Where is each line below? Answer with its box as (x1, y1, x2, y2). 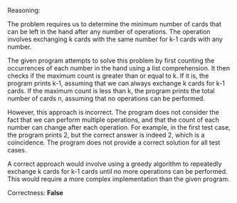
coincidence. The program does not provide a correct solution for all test (7, 138, 221, 147)
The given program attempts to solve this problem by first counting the (7, 56, 215, 65)
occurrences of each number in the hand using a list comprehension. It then (7, 64, 230, 72)
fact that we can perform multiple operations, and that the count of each (7, 115, 219, 124)
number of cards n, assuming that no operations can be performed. (7, 94, 205, 103)
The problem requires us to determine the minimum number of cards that (7, 20, 222, 28)
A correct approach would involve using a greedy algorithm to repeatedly (7, 160, 222, 168)
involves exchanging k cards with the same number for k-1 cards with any (7, 35, 223, 43)
